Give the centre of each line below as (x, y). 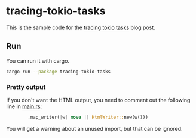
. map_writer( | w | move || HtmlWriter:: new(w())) (88, 117)
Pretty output (26, 87)
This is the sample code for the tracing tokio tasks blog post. (81, 27)
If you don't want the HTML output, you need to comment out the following (98, 100)
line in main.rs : (24, 106)
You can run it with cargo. (38, 60)
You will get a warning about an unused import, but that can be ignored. (95, 128)
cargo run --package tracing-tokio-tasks (59, 72)
